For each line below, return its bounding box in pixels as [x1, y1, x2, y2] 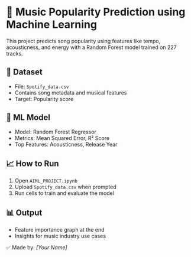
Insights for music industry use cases [14, 233, 106, 240]
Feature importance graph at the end [14, 226, 105, 233]
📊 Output [6, 207, 43, 217]
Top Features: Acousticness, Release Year [14, 141, 118, 148]
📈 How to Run [6, 158, 59, 168]
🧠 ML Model [6, 112, 51, 123]
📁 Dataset [6, 67, 43, 77]
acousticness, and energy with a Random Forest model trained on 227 [6, 44, 177, 51]
